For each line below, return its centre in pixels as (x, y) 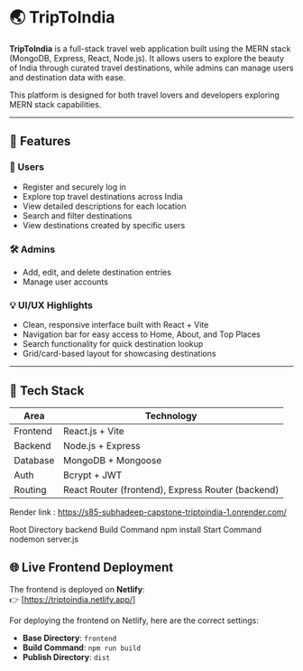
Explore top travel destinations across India (102, 196)
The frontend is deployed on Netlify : (77, 589)
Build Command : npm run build (82, 648)
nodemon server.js (44, 539)
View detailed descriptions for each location (104, 206)
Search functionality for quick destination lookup (113, 344)
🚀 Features (40, 141)
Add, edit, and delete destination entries (96, 272)
